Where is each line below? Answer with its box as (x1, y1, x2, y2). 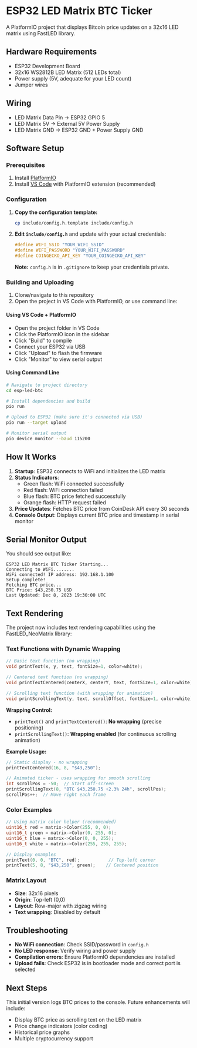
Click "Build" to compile (14, 337, 72, 344)
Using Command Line (6, 369, 60, 376)
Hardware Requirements (6, 47, 97, 57)
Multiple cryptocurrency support (14, 1035, 94, 1042)
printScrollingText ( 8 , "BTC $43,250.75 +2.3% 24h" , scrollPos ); (6, 786, 167, 792)
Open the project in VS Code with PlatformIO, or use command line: (14, 298, 178, 305)
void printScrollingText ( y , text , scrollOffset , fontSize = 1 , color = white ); (6, 695, 195, 702)
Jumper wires (14, 81, 48, 88)
